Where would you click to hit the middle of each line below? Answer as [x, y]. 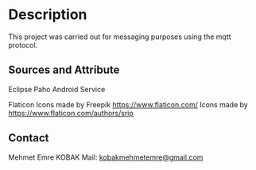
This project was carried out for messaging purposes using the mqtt [120, 37]
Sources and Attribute [64, 70]
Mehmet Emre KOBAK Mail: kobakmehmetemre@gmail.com [106, 157]
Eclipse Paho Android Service [57, 89]
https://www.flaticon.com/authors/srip [71, 113]
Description [48, 15]
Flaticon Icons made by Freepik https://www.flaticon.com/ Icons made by [128, 104]
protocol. [23, 44]
